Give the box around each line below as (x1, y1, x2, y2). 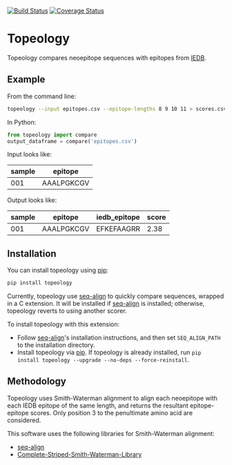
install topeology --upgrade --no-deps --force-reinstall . (17, 356, 190, 364)
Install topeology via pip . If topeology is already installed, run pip (17, 348, 202, 356)
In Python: (7, 118, 37, 126)
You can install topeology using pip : (7, 266, 109, 275)
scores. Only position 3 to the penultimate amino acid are (30, 408, 193, 417)
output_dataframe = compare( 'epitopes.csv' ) (7, 138, 137, 145)
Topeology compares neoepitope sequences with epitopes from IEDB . (7, 53, 207, 62)
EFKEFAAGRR (96, 224, 140, 234)
